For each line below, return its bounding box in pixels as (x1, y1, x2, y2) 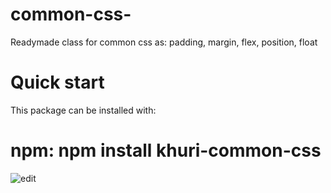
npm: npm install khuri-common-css (10, 139, 322, 162)
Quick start (10, 71, 105, 94)
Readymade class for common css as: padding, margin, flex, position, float (10, 36, 318, 48)
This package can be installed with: (10, 104, 157, 116)
